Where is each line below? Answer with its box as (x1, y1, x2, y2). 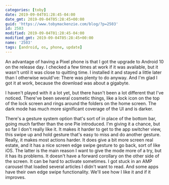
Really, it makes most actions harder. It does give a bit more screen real (5, 137, 153, 143)
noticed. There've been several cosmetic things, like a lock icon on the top (5, 95, 160, 101)
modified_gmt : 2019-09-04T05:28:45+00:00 (5, 36, 94, 41)
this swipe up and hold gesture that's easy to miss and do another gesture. (5, 131, 161, 137)
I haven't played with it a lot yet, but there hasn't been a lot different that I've (5, 89, 164, 96)
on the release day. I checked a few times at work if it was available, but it (5, 64, 158, 70)
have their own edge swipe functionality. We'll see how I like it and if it (5, 169, 151, 175)
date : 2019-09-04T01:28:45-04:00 (5, 12, 76, 17)
